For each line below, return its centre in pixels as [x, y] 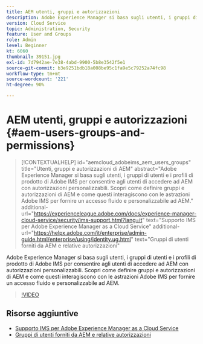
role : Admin [21, 40]
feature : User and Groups [39, 34]
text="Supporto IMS [171, 220]
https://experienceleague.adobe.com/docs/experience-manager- [115, 213]
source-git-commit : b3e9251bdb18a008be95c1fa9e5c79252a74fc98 [86, 68]
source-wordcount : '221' [37, 79]
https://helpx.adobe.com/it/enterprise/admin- [90, 232]
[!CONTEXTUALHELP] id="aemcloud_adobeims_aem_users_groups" [106, 162]
